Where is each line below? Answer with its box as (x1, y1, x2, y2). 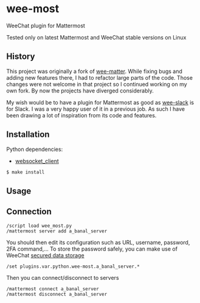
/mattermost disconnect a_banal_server (6, 291, 108, 297)
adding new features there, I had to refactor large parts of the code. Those (6, 74, 193, 81)
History (6, 51, 35, 62)
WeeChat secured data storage (6, 251, 84, 259)
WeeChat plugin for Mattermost (6, 22, 85, 29)
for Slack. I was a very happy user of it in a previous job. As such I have (6, 105, 185, 113)
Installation (6, 130, 50, 140)
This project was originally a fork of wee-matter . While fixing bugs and (6, 68, 182, 75)
